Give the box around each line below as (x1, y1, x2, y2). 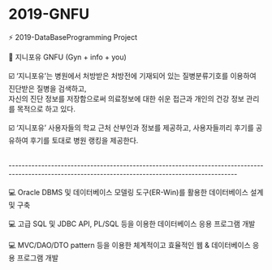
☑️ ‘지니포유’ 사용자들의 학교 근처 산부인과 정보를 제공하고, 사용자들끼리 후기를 (8, 123, 254, 133)
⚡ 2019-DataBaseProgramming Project (8, 32, 138, 41)
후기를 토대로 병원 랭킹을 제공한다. (29, 135, 139, 145)
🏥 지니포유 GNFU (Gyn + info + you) (8, 52, 127, 62)
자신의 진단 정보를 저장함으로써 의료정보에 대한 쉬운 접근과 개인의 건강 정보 (8, 94, 245, 103)
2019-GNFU (8, 5, 90, 24)
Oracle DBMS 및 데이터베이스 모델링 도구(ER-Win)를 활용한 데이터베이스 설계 (17, 187, 264, 197)
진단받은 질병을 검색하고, (8, 83, 87, 94)
